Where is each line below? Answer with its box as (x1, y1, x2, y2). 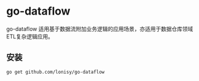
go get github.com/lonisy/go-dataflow (6, 69, 105, 75)
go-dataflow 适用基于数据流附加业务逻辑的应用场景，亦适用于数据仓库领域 (6, 25, 194, 32)
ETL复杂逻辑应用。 (6, 32, 54, 40)
